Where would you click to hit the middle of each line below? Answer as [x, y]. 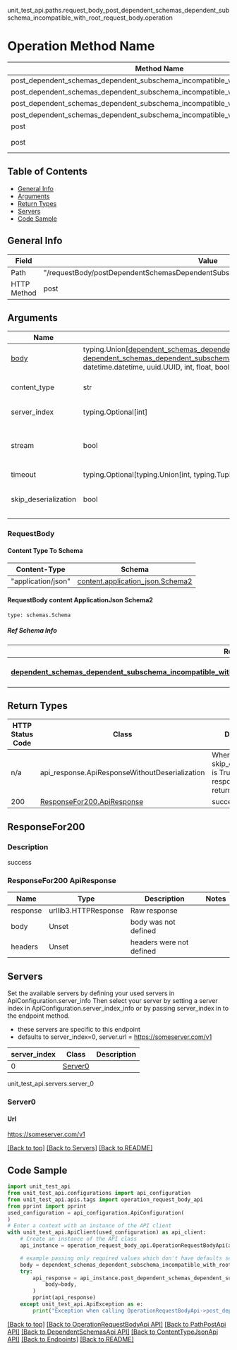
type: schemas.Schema [39, 615]
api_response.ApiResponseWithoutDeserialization [122, 773]
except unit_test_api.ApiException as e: [81, 1304]
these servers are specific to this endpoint [79, 1030]
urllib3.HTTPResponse [86, 911]
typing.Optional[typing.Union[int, [138, 475]
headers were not [159, 942]
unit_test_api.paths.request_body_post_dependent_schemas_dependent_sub [119, 10]
